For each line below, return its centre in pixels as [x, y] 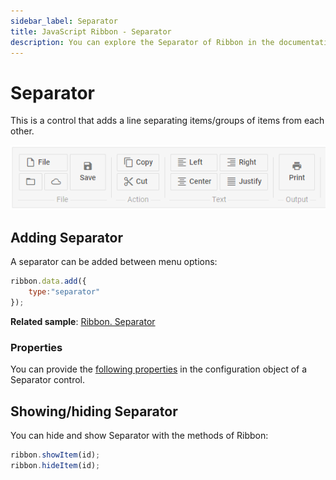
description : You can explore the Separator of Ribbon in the [142, 42]
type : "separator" [64, 292]
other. [22, 131]
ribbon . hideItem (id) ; [55, 466]
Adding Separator [66, 238]
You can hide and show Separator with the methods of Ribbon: [139, 436]
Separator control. [47, 380]
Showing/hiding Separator [94, 411]
